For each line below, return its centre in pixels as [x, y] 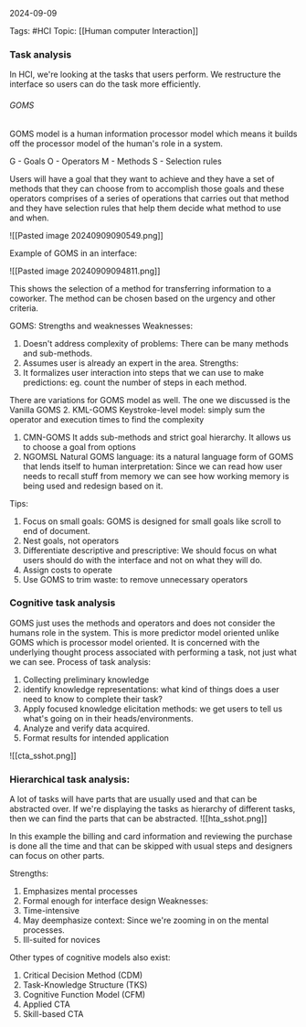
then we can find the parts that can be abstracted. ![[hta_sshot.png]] [138, 818]
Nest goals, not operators [71, 540]
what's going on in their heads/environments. [108, 718]
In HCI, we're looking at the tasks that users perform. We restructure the [145, 75]
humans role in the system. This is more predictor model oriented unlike [144, 632]
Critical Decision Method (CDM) [83, 975]
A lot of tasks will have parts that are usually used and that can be [133, 799]
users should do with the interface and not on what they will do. [142, 560]
